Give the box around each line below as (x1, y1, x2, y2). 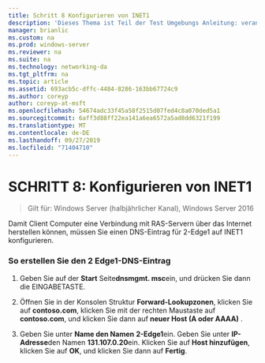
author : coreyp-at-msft (8, 99, 87, 107)
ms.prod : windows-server (8, 41, 90, 49)
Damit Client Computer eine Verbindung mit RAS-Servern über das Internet (8, 219, 252, 229)
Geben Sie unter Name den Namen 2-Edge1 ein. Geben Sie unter (19, 329, 230, 339)
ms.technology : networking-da (8, 63, 108, 71)
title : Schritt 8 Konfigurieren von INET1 (8, 11, 150, 20)
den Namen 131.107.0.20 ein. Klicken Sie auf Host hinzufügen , (47, 337, 250, 347)
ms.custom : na (8, 33, 55, 42)
